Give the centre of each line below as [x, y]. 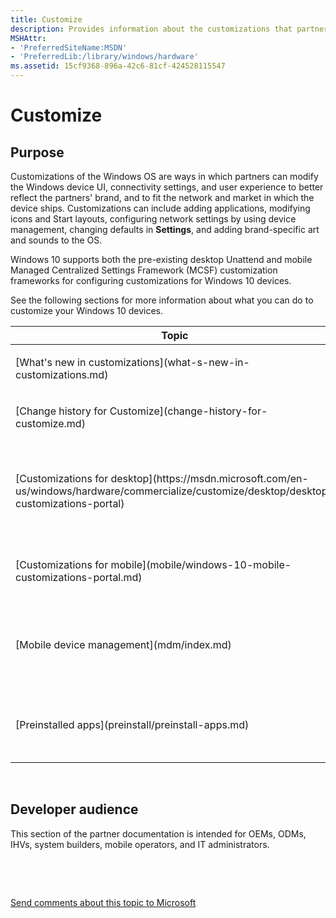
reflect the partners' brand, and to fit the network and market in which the [162, 197]
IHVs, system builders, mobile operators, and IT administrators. [140, 844]
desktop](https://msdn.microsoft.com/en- [209, 478]
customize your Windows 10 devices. [86, 310]
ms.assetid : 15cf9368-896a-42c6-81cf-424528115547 [118, 66]
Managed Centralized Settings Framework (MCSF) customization [144, 270]
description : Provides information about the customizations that [151, 29]
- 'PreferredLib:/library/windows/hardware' [104, 57]
